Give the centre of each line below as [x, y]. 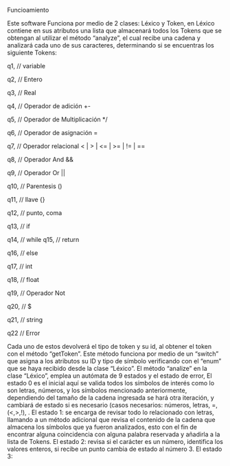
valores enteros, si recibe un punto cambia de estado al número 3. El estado [115, 449]
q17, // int [20, 266]
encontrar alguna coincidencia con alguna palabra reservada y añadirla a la [114, 434]
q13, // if [19, 226]
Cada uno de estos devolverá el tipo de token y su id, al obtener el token [109, 346]
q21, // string [25, 320]
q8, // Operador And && [41, 159]
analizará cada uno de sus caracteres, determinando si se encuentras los [111, 45]
